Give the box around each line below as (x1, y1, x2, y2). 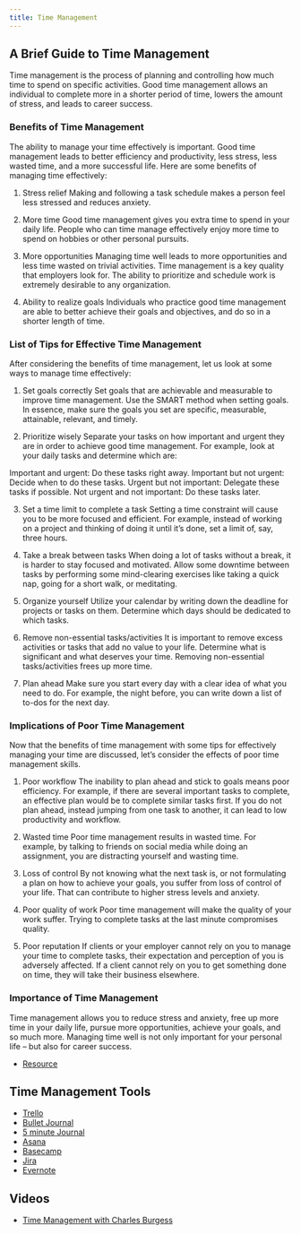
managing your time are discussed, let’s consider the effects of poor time (9, 749, 279, 760)
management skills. (9, 759, 81, 770)
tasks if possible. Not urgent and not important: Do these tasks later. (9, 487, 262, 497)
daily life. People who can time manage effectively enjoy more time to (21, 223, 279, 234)
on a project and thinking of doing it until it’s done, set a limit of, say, (21, 523, 273, 534)
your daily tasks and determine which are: (21, 450, 177, 462)
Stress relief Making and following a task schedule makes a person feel (21, 187, 286, 198)
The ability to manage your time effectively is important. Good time (9, 141, 256, 152)
